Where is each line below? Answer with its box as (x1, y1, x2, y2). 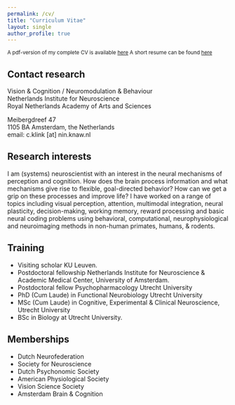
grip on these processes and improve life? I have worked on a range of (7, 191, 212, 200)
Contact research (7, 68, 86, 80)
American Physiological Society (17, 374, 109, 383)
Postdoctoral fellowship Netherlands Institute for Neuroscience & (17, 268, 206, 276)
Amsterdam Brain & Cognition (17, 390, 103, 398)
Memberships (7, 333, 70, 345)
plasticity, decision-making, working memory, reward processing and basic (7, 207, 224, 215)
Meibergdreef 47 (7, 115, 56, 124)
